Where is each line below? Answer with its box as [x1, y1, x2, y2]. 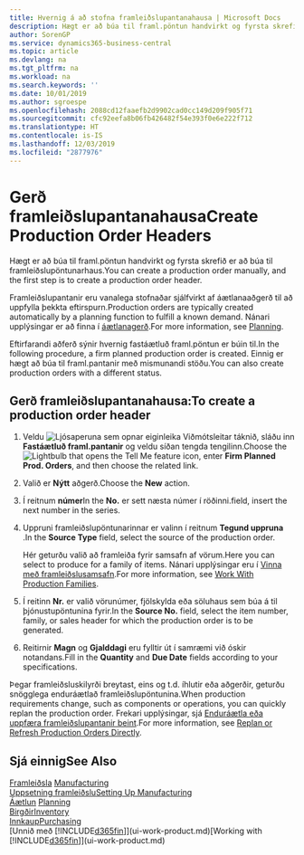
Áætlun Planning [9, 797, 71, 808]
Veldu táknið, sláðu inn [22, 432, 295, 442]
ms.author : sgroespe [9, 97, 88, 107]
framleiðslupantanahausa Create [9, 205, 259, 226]
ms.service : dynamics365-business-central [9, 38, 172, 48]
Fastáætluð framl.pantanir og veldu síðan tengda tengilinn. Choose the [22, 441, 288, 452]
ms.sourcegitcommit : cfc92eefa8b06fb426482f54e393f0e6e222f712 [9, 114, 253, 123]
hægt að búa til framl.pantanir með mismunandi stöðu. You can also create [9, 357, 285, 368]
